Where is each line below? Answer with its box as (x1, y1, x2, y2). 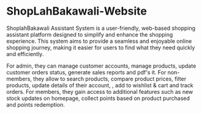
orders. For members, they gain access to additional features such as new (6, 88, 193, 95)
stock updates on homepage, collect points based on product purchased (6, 94, 190, 102)
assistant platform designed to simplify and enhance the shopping (6, 30, 173, 38)
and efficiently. (6, 50, 44, 57)
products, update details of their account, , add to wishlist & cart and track (6, 81, 194, 89)
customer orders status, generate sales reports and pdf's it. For (6, 68, 166, 76)
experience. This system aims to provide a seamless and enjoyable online (6, 37, 192, 45)
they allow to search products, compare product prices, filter (33, 75, 187, 82)
